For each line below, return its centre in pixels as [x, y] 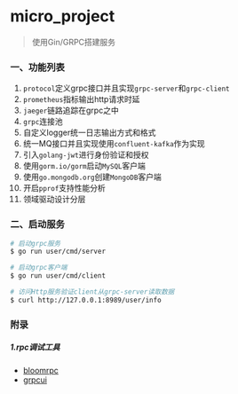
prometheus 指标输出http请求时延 [81, 99]
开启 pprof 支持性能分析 [64, 188]
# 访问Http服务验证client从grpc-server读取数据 [92, 292]
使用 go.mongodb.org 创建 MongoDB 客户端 [92, 177]
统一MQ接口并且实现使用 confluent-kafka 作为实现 [114, 144]
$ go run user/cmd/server [58, 252]
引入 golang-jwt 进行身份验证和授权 [86, 155]
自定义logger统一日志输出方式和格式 [89, 133]
